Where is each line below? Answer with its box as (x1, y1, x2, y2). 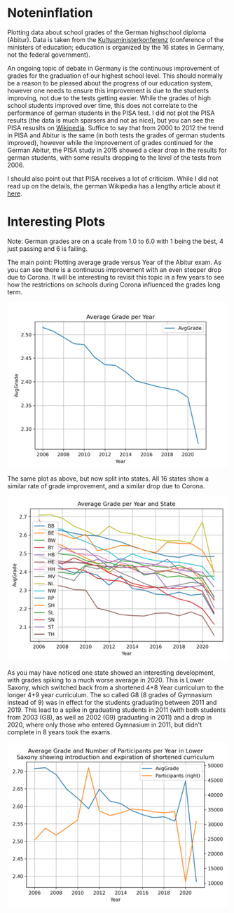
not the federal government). (7, 50, 90, 59)
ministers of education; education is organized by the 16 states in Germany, (7, 43, 225, 51)
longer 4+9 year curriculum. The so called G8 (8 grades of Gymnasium (7, 690, 212, 699)
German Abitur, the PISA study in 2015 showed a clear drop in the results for (7, 146, 228, 154)
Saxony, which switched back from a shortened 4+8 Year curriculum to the (7, 683, 224, 692)
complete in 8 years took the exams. (7, 727, 112, 736)
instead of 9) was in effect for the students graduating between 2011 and (7, 698, 217, 706)
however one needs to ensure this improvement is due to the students (7, 86, 209, 95)
